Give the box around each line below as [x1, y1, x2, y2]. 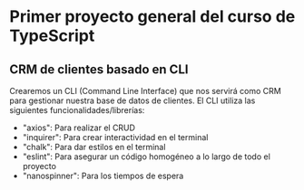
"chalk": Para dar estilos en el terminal [22, 142, 166, 152]
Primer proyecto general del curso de [9, 6, 296, 27]
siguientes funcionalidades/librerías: [9, 105, 145, 115]
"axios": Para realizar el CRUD [22, 122, 136, 133]
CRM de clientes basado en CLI [9, 62, 189, 77]
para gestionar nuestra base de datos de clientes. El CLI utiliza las [9, 95, 256, 106]
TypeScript [9, 25, 95, 46]
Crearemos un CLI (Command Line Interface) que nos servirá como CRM [9, 86, 281, 96]
